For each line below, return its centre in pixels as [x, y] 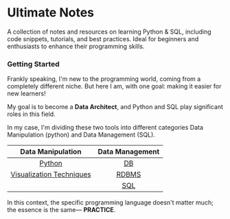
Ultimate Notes [51, 13]
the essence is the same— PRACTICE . [61, 210]
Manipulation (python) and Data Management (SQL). [81, 135]
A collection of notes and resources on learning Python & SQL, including [109, 32]
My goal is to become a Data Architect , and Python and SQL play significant [115, 107]
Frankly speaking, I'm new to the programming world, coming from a [104, 79]
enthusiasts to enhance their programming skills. [76, 46]
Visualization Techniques [51, 174]
